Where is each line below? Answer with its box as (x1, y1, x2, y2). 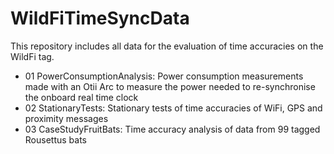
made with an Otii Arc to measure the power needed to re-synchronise (24, 80, 316, 92)
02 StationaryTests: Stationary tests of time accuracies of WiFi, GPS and (24, 102, 323, 114)
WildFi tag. (10, 50, 55, 62)
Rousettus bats (24, 133, 87, 146)
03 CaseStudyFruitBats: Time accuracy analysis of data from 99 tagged (24, 123, 321, 135)
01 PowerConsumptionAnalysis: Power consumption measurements (24, 70, 304, 82)
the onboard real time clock (24, 91, 139, 103)
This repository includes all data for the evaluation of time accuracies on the (10, 40, 324, 52)
